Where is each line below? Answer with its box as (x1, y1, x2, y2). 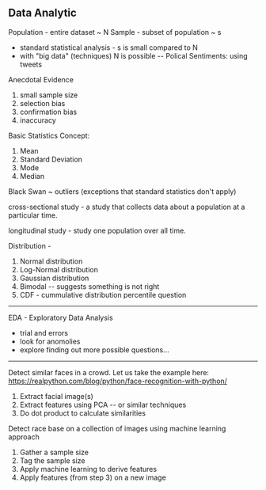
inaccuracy (19, 115, 57, 125)
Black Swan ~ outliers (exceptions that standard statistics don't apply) (8, 186, 237, 196)
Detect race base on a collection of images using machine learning (8, 424, 226, 433)
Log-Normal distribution (19, 264, 99, 274)
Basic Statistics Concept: (8, 131, 90, 140)
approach (8, 431, 40, 442)
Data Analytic (8, 6, 77, 20)
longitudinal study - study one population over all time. (8, 226, 186, 235)
